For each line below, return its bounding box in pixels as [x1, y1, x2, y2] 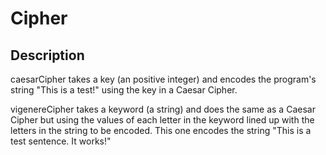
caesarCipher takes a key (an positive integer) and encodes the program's [10, 73, 317, 85]
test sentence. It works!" [10, 135, 112, 147]
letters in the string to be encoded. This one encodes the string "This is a [10, 125, 312, 136]
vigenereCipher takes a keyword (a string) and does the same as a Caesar [10, 103, 316, 115]
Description [10, 47, 85, 64]
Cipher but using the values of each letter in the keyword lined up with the [10, 114, 315, 126]
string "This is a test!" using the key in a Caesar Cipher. [10, 84, 238, 96]
